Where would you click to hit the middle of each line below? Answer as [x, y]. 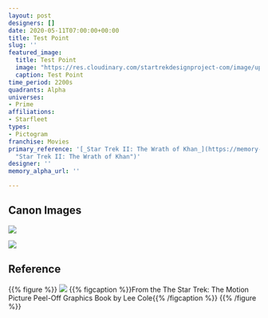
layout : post [30, 16]
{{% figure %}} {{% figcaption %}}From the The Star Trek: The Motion [129, 289]
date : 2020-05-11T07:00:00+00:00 [64, 30]
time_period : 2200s [41, 82]
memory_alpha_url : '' [44, 171]
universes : [26, 97]
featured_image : [35, 53]
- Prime [21, 104]
